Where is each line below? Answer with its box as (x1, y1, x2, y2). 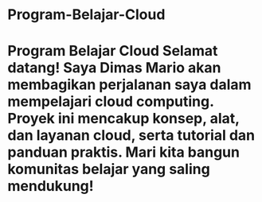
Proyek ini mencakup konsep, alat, (7, 110, 240, 128)
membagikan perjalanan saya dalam (7, 76, 252, 94)
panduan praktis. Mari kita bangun (7, 143, 240, 161)
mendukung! (7, 177, 95, 196)
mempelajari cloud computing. (7, 93, 214, 111)
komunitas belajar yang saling (7, 161, 210, 178)
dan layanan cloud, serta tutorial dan (7, 126, 256, 145)
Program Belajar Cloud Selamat (7, 42, 218, 60)
